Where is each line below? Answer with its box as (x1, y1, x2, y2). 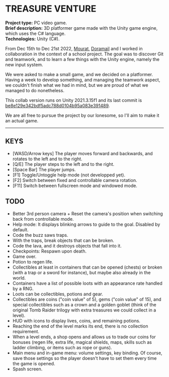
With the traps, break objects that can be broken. (12, 237, 115, 243)
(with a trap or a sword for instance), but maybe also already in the (12, 269, 151, 275)
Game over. (12, 253, 37, 260)
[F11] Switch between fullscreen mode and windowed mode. (12, 182, 137, 188)
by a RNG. (12, 285, 34, 291)
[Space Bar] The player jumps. (12, 166, 76, 172)
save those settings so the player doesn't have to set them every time (12, 355, 157, 361)
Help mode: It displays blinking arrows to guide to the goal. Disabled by (12, 221, 160, 227)
